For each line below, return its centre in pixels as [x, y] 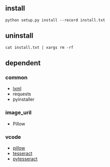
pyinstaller [23, 99]
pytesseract [25, 159]
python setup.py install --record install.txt [55, 20]
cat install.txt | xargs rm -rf [39, 47]
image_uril [19, 113]
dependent [23, 63]
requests [22, 94]
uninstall [20, 36]
